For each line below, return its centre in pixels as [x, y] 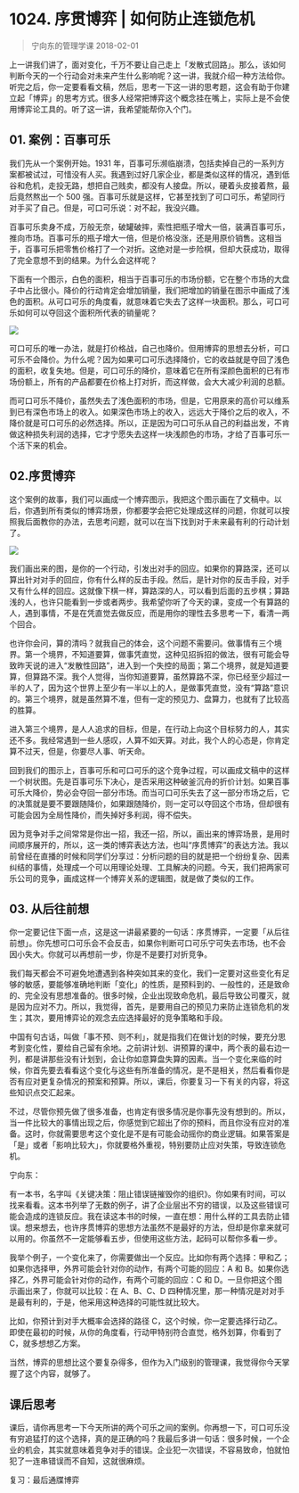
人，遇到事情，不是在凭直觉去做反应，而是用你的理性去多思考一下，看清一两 [149, 613]
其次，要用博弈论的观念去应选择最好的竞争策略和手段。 [126, 1018]
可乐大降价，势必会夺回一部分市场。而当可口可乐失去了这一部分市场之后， [145, 792]
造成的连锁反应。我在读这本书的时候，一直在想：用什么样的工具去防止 [153, 1217]
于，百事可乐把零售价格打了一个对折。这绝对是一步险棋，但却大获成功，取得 [149, 249]
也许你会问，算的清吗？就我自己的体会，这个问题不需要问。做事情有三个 [141, 643]
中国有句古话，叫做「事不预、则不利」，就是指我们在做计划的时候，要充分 [144, 1037]
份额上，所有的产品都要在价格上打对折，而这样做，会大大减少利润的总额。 [153, 382]
